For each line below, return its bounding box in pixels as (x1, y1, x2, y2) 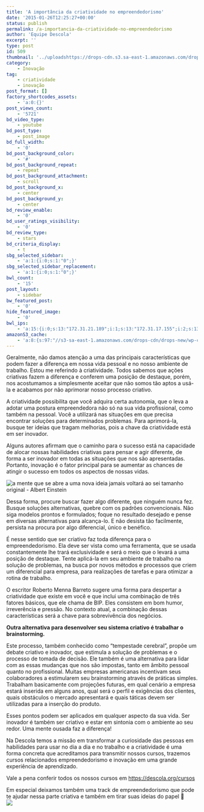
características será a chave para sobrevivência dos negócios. (6, 612, 163, 620)
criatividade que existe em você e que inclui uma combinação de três (6, 593, 180, 600)
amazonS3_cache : (6, 331, 47, 338)
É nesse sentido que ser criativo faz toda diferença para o (6, 536, 151, 543)
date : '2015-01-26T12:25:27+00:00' (6, 15, 97, 21)
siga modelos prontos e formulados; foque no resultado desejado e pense (6, 511, 191, 518)
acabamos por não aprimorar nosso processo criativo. (16, 386, 153, 393)
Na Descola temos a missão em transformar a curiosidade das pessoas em (6, 737, 194, 744)
